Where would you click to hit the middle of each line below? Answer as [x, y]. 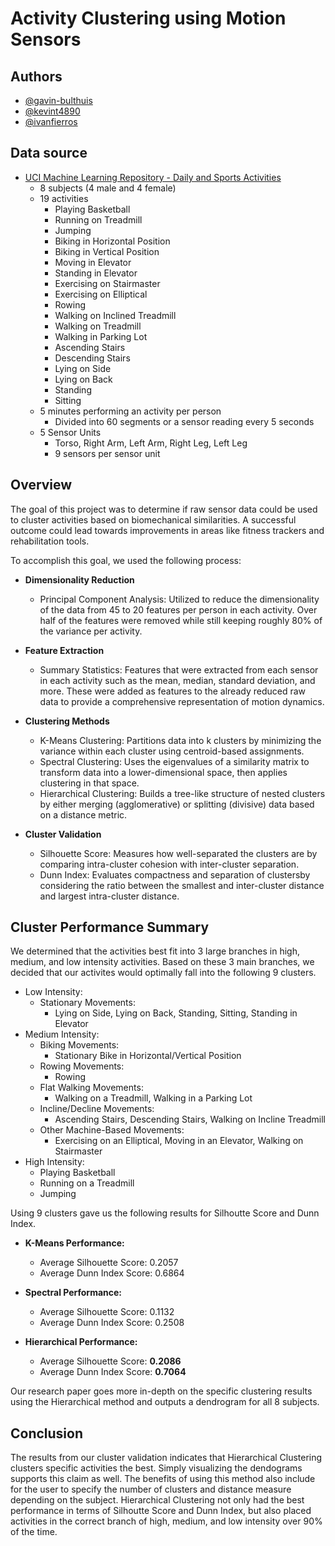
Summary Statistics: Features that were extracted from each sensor [179, 669]
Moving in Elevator [93, 262]
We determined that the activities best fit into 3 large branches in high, [155, 951]
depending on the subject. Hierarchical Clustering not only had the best [157, 1500]
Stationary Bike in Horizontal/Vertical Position [148, 1056]
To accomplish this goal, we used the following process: [126, 560]
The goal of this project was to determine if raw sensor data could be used [164, 509]
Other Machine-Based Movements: [112, 1130]
